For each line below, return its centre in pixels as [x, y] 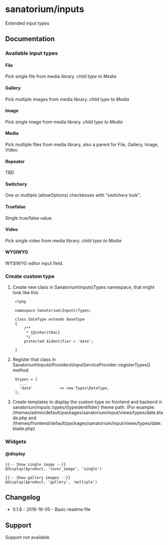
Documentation [30, 39]
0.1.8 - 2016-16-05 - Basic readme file [51, 509]
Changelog [23, 497]
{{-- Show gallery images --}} [38, 478]
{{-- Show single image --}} [36, 464]
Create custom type [30, 276]
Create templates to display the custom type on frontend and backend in [88, 402]
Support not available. [28, 537]
